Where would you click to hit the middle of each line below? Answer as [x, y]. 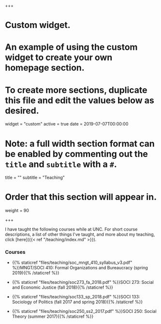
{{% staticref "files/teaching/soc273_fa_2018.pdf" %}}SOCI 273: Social [83, 282]
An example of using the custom [71, 47]
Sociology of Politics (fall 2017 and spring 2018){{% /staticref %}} [77, 302]
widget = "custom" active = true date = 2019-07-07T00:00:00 [67, 124]
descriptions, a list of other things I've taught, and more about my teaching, [80, 234]
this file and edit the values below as [80, 100]
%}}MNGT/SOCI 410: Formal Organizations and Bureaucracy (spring [80, 268]
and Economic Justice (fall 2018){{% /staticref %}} [63, 287]
